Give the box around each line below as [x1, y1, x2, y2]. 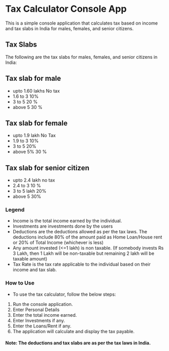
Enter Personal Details [12, 306, 60, 313]
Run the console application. [12, 301, 73, 307]
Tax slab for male [5, 74, 61, 83]
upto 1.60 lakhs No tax [12, 87, 60, 94]
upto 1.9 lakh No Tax [12, 133, 56, 139]
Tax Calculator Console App [5, 3, 127, 15]
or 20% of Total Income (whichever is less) [12, 239, 104, 246]
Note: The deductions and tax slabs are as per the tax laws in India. [5, 340, 151, 346]
